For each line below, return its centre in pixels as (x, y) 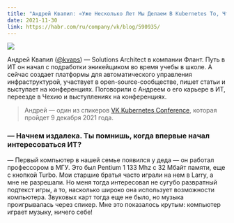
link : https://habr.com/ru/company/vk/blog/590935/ (84, 27)
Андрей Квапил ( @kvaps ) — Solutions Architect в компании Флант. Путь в (116, 59)
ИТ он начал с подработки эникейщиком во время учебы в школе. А (110, 67)
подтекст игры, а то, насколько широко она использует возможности (111, 189)
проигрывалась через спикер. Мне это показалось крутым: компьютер (114, 204)
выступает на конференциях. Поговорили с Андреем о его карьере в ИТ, (117, 89)
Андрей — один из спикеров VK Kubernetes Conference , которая (120, 110)
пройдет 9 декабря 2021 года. (69, 118)
